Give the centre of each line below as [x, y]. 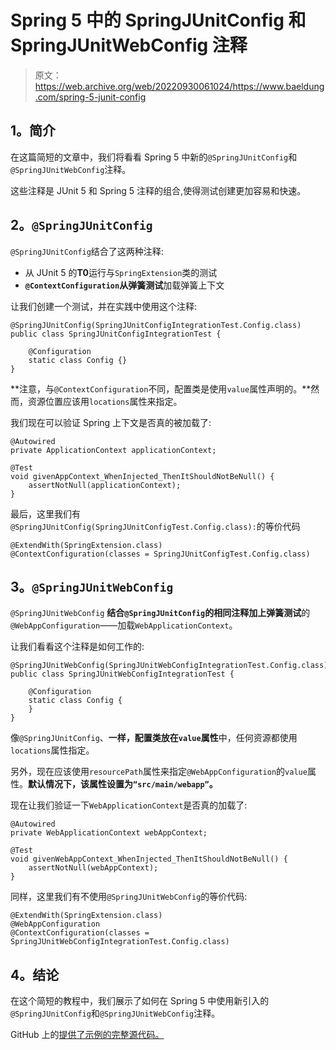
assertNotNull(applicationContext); [105, 485]
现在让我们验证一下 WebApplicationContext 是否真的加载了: [129, 805]
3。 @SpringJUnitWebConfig [92, 586]
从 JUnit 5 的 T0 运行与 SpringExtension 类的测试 [121, 272]
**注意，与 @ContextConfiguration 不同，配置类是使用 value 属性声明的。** [161, 388]
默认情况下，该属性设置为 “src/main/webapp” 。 [123, 784]
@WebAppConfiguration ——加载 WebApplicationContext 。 [124, 625]
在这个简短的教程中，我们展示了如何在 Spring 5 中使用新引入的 [140, 1001]
